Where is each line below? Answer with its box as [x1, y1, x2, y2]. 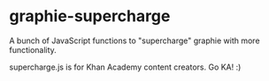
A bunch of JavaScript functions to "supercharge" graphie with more [9, 35, 260, 46]
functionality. [9, 44, 58, 55]
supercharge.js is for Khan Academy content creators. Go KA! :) [9, 62, 242, 72]
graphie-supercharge [9, 6, 171, 26]
